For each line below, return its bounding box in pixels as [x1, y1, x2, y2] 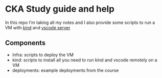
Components [5, 39, 46, 47]
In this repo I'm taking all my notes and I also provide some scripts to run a [5, 19, 155, 25]
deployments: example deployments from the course [12, 67, 119, 73]
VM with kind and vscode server [5, 24, 70, 30]
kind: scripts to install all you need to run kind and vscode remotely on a [12, 57, 158, 63]
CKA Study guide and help [5, 3, 115, 15]
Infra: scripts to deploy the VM [12, 52, 74, 58]
